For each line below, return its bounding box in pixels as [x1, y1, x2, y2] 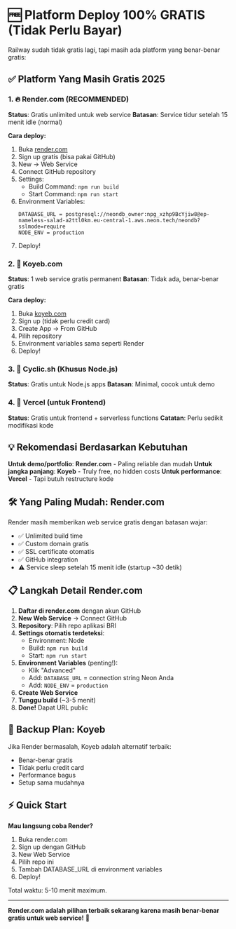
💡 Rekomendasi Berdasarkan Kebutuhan [8, 441, 188, 453]
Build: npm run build [28, 644, 88, 652]
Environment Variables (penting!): [18, 658, 118, 667]
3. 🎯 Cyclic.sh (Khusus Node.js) [8, 364, 118, 374]
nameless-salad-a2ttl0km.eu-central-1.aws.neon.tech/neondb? [18, 217, 201, 224]
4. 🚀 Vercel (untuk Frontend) [8, 398, 106, 407]
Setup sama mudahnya [18, 778, 85, 787]
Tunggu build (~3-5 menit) [18, 696, 97, 704]
